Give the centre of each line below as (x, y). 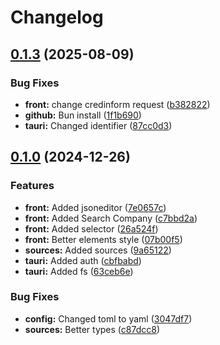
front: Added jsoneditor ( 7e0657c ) (95, 207)
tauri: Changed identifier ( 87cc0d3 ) (98, 125)
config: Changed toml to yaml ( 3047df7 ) (108, 318)
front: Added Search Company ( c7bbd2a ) (111, 218)
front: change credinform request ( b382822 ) (117, 104)
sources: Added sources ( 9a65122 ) (98, 250)
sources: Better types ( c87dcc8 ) (92, 329)
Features (32, 186)
